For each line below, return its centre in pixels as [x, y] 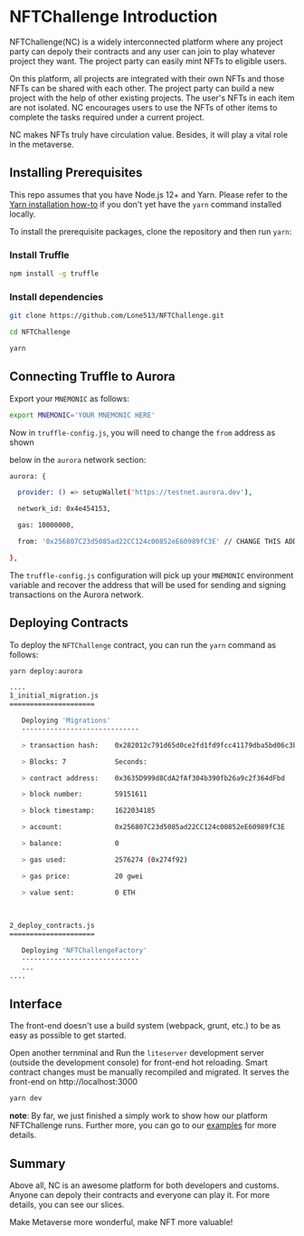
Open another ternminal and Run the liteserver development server [137, 1053]
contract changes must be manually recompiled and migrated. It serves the [149, 1072]
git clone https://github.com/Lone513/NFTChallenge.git [117, 316]
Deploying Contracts [69, 623]
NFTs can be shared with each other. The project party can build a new [142, 88]
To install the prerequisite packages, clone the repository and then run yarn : [151, 231]
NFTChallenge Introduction [114, 17]
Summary [38, 1163]
